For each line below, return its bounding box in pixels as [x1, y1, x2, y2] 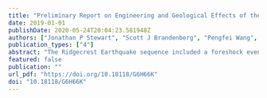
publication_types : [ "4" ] [8, 41, 94, 49]
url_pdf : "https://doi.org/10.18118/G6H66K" [8, 70, 158, 78]
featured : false [8, 56, 62, 64]
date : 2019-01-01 [8, 19, 66, 27]
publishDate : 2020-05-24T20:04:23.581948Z [8, 26, 151, 34]
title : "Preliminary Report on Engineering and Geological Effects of [8, 11, 247, 20]
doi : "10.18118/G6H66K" [8, 77, 87, 85]
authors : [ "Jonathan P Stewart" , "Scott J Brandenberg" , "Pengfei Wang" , [8, 33, 258, 42]
